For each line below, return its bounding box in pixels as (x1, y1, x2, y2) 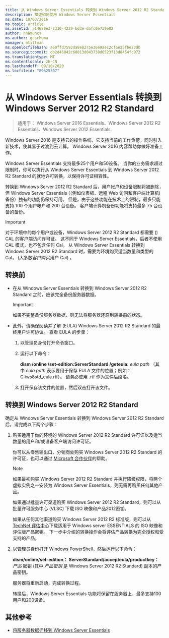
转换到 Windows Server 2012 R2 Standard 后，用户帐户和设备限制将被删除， (5, 184, 164, 190)
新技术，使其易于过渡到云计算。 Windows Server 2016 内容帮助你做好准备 (5, 143, 159, 149)
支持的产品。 (12, 535, 39, 541)
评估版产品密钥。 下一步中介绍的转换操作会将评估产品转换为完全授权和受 (12, 529, 164, 535)
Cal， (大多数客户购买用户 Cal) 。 (5, 254, 74, 260)
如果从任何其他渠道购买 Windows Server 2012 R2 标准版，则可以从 (12, 516, 151, 522)
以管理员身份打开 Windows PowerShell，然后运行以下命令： (12, 546, 137, 552)
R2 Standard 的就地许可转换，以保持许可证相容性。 (5, 172, 112, 179)
